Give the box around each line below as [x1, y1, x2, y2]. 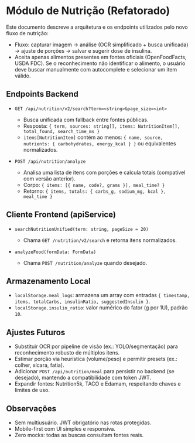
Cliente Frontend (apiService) [6, 210, 116, 220]
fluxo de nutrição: [6, 29, 49, 36]
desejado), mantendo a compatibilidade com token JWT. [14, 374, 151, 381]
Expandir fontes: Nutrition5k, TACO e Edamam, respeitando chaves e [14, 380, 181, 387]
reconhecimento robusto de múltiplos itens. [14, 349, 120, 356]
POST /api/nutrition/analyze [14, 158, 86, 165]
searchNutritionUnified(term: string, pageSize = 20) [14, 226, 149, 232]
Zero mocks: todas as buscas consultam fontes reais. [14, 432, 144, 438]
